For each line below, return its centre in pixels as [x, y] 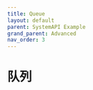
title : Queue [26, 14]
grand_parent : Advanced [42, 33]
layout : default [31, 20]
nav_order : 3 [26, 40]
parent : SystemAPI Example [46, 27]
